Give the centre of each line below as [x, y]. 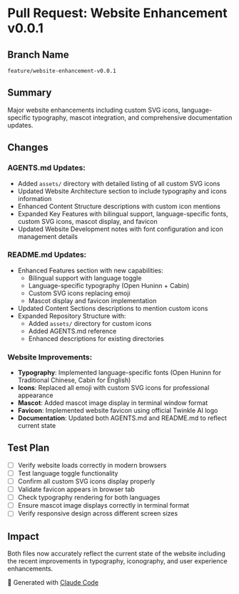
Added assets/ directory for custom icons [90, 323]
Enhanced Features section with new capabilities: [91, 270]
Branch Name [38, 55]
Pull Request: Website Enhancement [117, 13]
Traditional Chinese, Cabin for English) [74, 380]
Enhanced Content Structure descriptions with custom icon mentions [119, 206]
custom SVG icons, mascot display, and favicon [88, 221]
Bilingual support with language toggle [85, 278]
